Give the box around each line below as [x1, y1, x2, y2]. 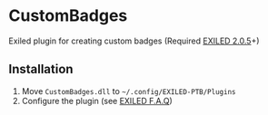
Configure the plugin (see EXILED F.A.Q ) [21, 95, 174, 106]
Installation [8, 62, 74, 77]
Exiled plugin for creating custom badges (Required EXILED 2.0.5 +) [8, 35, 260, 46]
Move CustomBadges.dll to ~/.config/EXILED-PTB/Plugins [21, 85, 236, 96]
